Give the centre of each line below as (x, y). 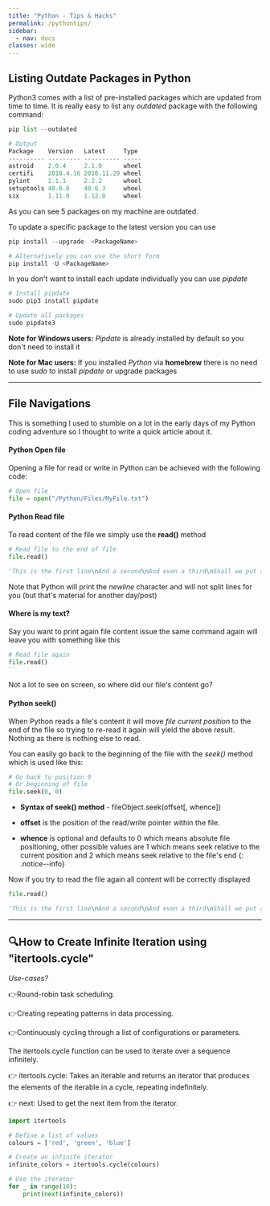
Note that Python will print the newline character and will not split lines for (131, 586)
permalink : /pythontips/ (50, 23)
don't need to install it (44, 347)
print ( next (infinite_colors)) (74, 1194)
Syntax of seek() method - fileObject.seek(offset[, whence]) (120, 807)
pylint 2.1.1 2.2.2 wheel (75, 181)
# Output (23, 144)
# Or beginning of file (48, 784)
